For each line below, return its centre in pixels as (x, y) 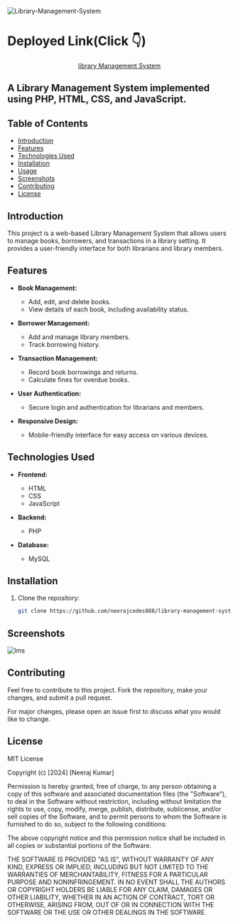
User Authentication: (49, 393)
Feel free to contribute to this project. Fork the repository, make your (108, 690)
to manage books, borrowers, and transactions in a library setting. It (107, 240)
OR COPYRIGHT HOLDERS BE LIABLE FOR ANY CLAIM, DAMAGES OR (110, 889)
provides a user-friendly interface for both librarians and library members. (115, 248)
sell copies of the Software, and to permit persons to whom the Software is (117, 817)
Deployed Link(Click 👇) (77, 41)
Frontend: (32, 475)
